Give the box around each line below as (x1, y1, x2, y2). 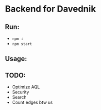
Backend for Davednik (5, 3, 96, 15)
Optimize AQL (12, 84, 40, 90)
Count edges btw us (12, 99, 53, 105)
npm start (12, 42, 33, 47)
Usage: (5, 55, 28, 63)
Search (12, 94, 27, 100)
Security (12, 89, 29, 95)
